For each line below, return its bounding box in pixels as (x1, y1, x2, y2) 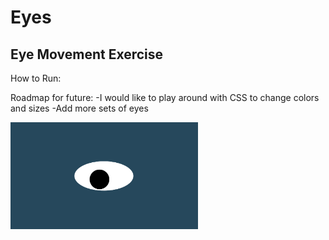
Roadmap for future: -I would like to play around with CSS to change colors (10, 92, 320, 103)
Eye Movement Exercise (10, 46, 164, 63)
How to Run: (10, 72, 62, 84)
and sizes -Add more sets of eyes (10, 102, 149, 114)
